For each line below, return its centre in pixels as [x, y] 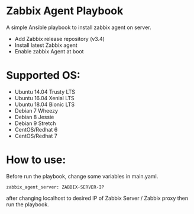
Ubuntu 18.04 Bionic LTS [45, 104]
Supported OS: [43, 76]
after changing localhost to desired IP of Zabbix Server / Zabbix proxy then [97, 198]
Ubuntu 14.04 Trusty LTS [45, 92]
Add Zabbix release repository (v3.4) [60, 39]
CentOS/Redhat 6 [36, 129]
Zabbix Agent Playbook [65, 11]
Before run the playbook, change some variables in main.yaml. [82, 176]
